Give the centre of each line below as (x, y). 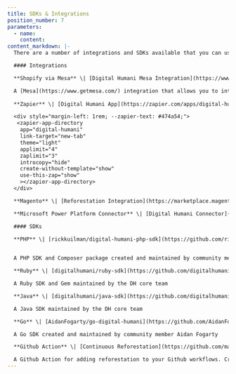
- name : (25, 33)
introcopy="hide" (45, 162)
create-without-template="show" (67, 169)
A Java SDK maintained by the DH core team (78, 309)
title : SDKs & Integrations (48, 14)
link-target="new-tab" (53, 136)
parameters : (25, 27)
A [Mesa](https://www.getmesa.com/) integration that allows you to (116, 91)
